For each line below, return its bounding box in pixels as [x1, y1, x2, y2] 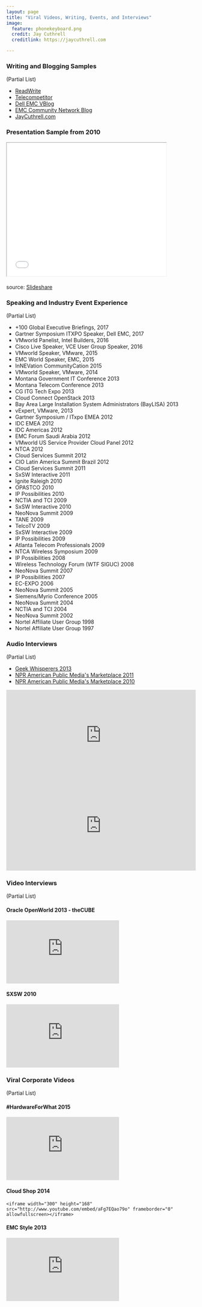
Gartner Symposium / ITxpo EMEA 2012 [14, 413, 113, 421]
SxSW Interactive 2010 [14, 503, 72, 510]
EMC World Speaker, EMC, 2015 [14, 356, 95, 363]
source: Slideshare [6, 283, 53, 290]
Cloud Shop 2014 [6, 1187, 50, 1194]
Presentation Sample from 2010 [6, 128, 101, 136]
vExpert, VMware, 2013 [14, 407, 73, 414]
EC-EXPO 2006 [14, 580, 54, 587]
